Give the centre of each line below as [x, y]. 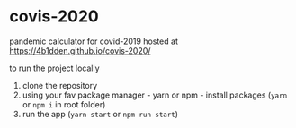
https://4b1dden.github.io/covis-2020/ [80, 50]
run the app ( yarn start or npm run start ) [100, 114]
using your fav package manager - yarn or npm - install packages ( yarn [155, 95]
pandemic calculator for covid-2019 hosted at [94, 41]
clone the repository [60, 85]
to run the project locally [55, 68]
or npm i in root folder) [64, 104]
